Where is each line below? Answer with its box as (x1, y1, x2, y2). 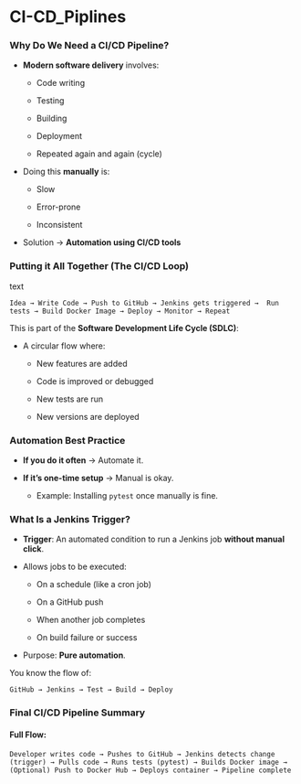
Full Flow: (9, 729, 47, 740)
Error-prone (36, 201, 81, 212)
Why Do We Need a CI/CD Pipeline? (9, 39, 170, 52)
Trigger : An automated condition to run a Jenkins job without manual (22, 533, 285, 545)
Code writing (36, 78, 85, 89)
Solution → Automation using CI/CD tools (22, 237, 182, 248)
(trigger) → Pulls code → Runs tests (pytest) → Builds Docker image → (9, 757, 287, 767)
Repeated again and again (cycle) (36, 148, 162, 159)
